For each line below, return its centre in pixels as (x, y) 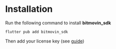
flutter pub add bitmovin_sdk (37, 32)
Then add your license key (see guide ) (45, 41)
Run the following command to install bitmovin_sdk (58, 23)
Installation (29, 9)
